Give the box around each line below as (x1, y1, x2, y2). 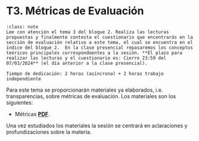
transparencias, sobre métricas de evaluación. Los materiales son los (6, 92, 176, 99)
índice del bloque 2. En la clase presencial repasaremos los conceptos (6, 45, 194, 51)
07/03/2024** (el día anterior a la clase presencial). (6, 60, 148, 66)
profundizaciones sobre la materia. (6, 128, 92, 135)
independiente (6, 76, 42, 82)
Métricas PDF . (14, 110, 50, 117)
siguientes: (6, 99, 33, 106)
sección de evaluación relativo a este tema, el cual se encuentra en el (6, 39, 194, 45)
